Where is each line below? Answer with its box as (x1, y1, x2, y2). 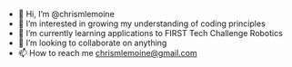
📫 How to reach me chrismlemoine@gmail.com (17, 48, 197, 58)
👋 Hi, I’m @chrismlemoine (17, 9, 116, 19)
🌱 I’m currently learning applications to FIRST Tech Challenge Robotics (17, 28, 284, 38)
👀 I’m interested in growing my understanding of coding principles (17, 18, 266, 29)
